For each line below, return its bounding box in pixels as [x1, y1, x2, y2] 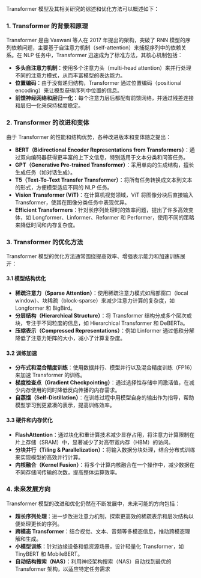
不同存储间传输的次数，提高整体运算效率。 [14, 469, 121, 476]
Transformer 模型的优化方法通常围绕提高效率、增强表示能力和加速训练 [6, 252, 181, 260]
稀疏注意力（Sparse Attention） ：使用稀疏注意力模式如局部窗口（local [14, 289, 188, 297]
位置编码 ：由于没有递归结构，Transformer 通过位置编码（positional [14, 79, 182, 87]
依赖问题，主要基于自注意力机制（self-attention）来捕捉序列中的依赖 [11, 44, 182, 51]
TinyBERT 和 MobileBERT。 [14, 550, 83, 558]
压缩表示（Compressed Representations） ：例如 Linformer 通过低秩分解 [14, 327, 195, 334]
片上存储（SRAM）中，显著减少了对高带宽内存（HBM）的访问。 [14, 438, 174, 446]
